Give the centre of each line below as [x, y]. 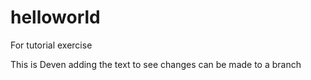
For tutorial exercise [51, 45]
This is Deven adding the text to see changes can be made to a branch [156, 64]
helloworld [55, 17]
